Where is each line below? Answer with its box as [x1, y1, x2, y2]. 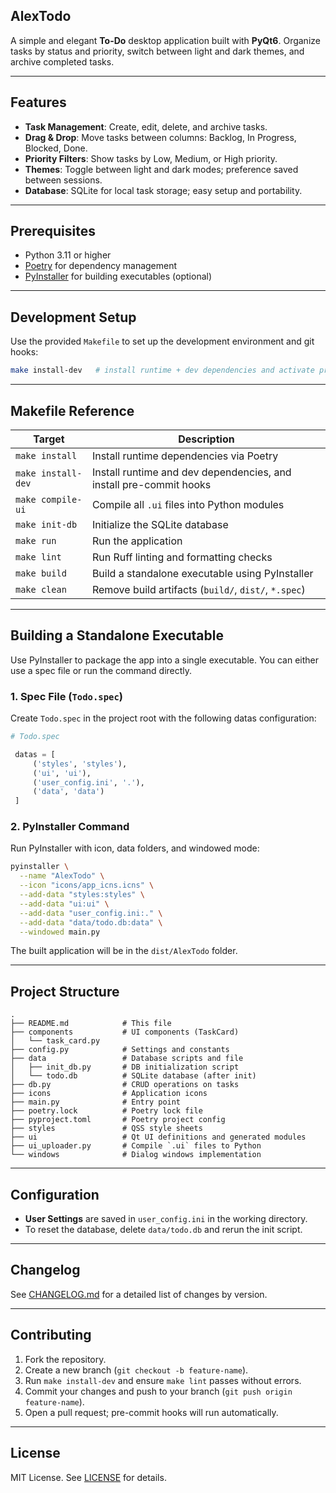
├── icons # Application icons [10, 1089, 208, 1099]
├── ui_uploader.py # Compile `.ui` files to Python [10, 1141, 262, 1151]
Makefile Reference [10, 402, 135, 419]
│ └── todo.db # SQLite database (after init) [10, 1071, 257, 1081]
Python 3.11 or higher [24, 249, 112, 261]
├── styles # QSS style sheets [10, 1124, 203, 1134]
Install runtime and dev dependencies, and [91, 465, 292, 479]
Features [10, 94, 67, 111]
